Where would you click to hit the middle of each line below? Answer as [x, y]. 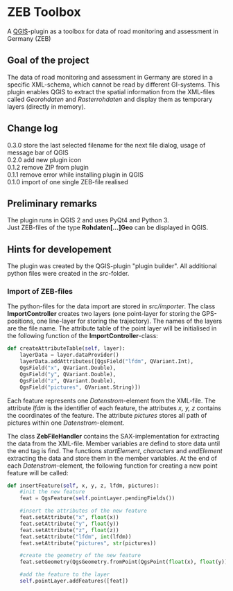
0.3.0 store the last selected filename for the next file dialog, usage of [106, 145]
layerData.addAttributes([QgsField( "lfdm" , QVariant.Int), [107, 362]
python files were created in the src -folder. [68, 274]
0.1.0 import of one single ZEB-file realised [68, 182]
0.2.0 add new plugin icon [44, 159]
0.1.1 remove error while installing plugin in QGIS [76, 175]
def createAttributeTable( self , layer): [67, 349]
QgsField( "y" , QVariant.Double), [68, 374]
